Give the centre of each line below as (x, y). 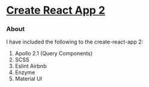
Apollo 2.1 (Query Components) (54, 54)
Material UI (29, 79)
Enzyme (25, 73)
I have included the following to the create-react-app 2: (75, 42)
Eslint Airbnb (31, 66)
